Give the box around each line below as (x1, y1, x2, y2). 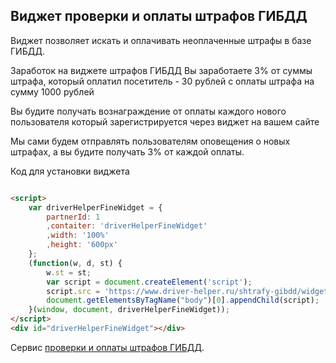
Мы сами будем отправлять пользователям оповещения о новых (10, 135, 291, 147)
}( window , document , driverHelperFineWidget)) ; (28, 305, 230, 315)
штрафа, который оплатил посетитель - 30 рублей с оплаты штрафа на (10, 75, 315, 87)
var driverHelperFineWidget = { (28, 202, 163, 213)
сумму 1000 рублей (10, 85, 95, 98)
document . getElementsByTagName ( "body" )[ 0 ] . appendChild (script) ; (46, 295, 320, 306)
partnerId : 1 (46, 212, 101, 222)
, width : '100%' (46, 230, 110, 241)
